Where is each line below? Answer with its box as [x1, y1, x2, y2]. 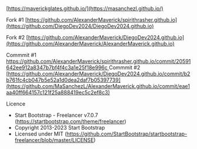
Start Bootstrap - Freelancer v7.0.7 [14, 111, 98, 118]
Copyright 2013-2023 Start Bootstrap [14, 124, 105, 131]
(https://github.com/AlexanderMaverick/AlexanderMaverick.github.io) [6, 40, 175, 47]
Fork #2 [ [6, 34, 28, 40]
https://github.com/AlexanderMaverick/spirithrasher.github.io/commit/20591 [6, 58, 191, 65]
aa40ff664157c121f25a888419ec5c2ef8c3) [6, 89, 110, 96]
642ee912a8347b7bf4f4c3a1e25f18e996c [6, 64, 108, 71]
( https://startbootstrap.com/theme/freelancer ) [14, 118, 126, 125]
